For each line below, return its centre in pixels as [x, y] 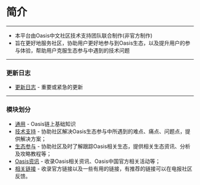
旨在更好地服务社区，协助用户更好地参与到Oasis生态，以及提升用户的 [100, 43]
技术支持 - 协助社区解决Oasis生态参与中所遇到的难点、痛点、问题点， [100, 131]
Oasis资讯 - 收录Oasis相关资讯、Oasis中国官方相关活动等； [87, 161]
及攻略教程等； [33, 153]
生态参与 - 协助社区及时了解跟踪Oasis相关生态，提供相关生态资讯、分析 [102, 146]
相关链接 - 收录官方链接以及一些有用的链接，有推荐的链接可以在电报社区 [104, 168]
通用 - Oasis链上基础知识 [45, 124]
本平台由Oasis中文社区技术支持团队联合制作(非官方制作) [84, 35]
